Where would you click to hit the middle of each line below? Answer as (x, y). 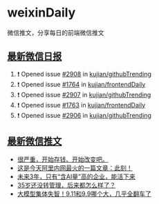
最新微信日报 (35, 57)
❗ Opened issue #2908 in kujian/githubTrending (84, 74)
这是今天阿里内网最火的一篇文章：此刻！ (75, 167)
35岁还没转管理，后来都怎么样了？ (66, 185)
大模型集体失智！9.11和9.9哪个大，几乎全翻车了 (84, 194)
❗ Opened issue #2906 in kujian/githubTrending (84, 115)
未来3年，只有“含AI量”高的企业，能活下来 (76, 176)
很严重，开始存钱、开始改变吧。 (63, 159)
